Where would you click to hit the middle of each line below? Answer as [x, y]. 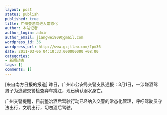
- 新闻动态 [15, 60]
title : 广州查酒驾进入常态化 [32, 24]
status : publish [22, 14]
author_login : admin [27, 33]
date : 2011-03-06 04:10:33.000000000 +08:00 [52, 51]
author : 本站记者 [22, 28]
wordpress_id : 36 [23, 42]
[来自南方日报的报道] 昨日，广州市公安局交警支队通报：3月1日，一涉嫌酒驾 [82, 84]
